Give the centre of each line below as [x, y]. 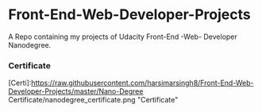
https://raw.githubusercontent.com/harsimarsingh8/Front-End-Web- [143, 83]
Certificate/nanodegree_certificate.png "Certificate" [93, 100]
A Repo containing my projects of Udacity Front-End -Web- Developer [123, 37]
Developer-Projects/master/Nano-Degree [76, 91]
